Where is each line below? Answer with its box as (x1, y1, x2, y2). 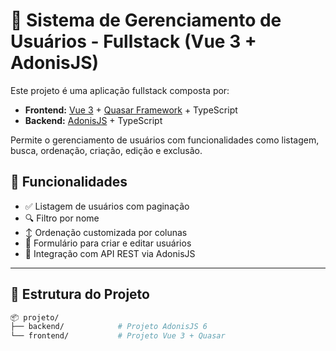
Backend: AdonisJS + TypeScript (24, 114, 163, 126)
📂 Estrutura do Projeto (10, 286, 150, 303)
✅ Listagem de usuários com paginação (24, 200, 190, 212)
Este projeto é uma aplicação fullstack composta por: (10, 84, 230, 96)
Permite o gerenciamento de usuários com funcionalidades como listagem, (10, 134, 320, 146)
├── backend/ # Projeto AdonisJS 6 (10, 322, 208, 332)
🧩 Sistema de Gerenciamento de (10, 9, 282, 32)
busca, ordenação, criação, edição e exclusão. (10, 144, 203, 156)
